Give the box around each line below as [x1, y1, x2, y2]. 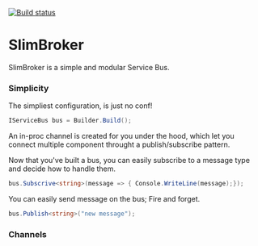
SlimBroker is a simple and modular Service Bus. [8, 62, 170, 72]
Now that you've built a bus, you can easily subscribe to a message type [8, 156, 251, 165]
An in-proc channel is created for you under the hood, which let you [8, 131, 235, 141]
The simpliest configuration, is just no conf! [8, 101, 153, 110]
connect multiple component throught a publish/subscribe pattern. [8, 140, 231, 149]
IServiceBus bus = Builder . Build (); [8, 117, 132, 125]
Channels [8, 228, 47, 240]
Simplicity [8, 82, 49, 94]
